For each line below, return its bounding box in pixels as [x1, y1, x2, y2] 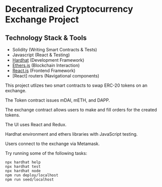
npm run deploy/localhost [5, 173, 58, 178]
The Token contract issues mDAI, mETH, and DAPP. [5, 97, 110, 103]
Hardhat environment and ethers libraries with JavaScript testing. [5, 131, 138, 137]
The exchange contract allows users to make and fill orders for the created [5, 107, 157, 112]
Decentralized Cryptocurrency [5, 3, 133, 15]
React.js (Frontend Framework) [12, 68, 76, 74]
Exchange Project [5, 14, 79, 25]
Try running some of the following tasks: [5, 150, 87, 156]
